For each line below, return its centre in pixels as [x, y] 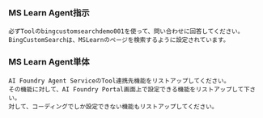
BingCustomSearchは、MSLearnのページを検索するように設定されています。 [119, 40]
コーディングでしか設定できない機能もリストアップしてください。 [125, 107]
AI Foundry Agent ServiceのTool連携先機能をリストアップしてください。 [119, 81]
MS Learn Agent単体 [49, 62]
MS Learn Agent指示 [49, 12]
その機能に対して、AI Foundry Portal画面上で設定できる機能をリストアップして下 [129, 89]
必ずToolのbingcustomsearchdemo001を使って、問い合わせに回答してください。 [126, 32]
